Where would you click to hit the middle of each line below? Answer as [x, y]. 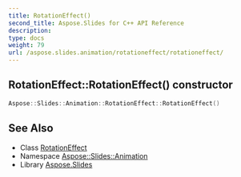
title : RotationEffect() [50, 16]
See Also [31, 128]
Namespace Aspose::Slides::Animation [84, 155]
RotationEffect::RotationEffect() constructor [121, 85]
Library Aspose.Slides [56, 164]
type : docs [26, 38]
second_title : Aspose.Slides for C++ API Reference [96, 23]
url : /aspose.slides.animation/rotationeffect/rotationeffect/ [116, 53]
